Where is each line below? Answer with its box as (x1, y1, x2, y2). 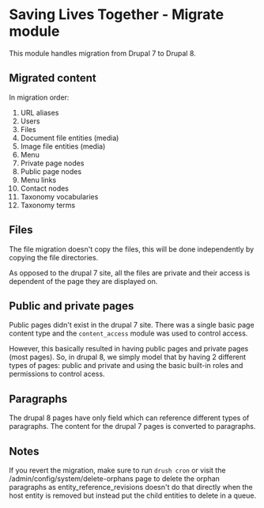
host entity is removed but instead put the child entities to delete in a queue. (9, 491, 256, 500)
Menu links (20, 175, 57, 184)
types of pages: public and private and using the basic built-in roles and (9, 361, 243, 370)
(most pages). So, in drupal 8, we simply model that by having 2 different (9, 352, 247, 362)
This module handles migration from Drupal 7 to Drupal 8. (9, 48, 196, 58)
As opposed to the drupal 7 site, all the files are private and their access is (9, 267, 251, 278)
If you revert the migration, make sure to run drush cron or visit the (9, 465, 226, 475)
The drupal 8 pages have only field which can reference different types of (9, 413, 250, 423)
